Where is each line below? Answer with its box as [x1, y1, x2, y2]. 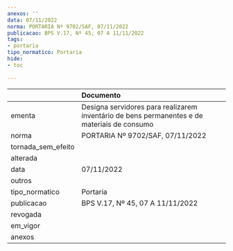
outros [10, 175, 33, 185]
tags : [7, 36, 23, 43]
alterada [10, 153, 38, 163]
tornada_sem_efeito [10, 141, 75, 151]
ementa [10, 110, 36, 120]
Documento [81, 90, 121, 100]
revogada [10, 209, 42, 219]
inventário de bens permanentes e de [81, 110, 203, 120]
